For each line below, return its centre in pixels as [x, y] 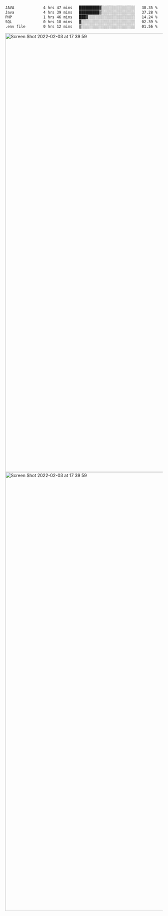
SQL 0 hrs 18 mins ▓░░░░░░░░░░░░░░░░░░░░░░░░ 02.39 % [81, 22]
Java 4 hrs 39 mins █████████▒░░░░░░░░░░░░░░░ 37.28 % [81, 12]
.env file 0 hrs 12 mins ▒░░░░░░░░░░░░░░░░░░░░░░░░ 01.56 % [81, 26]
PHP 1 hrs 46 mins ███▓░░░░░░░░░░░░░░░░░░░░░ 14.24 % [81, 17]
